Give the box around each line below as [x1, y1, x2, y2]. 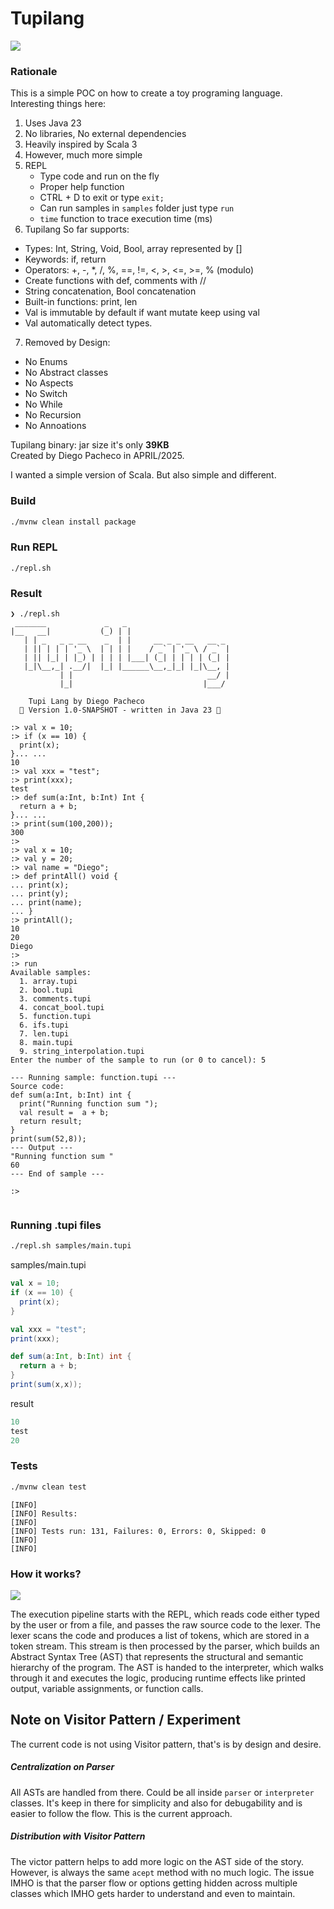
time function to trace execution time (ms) [39, 213, 213, 225]
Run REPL [10, 540, 58, 554]
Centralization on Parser [10, 1761, 115, 1773]
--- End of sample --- [10, 1169, 105, 1179]
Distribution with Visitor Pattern [10, 1830, 146, 1842]
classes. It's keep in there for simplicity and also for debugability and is [10, 1797, 303, 1809]
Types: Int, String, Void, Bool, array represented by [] [24, 243, 243, 255]
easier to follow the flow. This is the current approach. [10, 1807, 233, 1819]
